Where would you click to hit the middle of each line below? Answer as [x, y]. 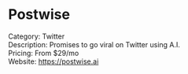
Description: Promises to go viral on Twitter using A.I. [94, 44]
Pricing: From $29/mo [44, 53]
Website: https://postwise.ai [53, 61]
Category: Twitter [37, 36]
